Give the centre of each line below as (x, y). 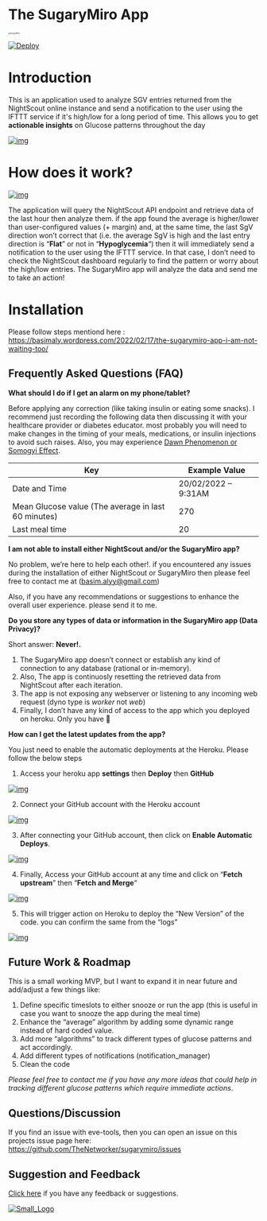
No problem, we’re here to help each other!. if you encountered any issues (130, 564)
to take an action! (37, 277)
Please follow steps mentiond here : (67, 331)
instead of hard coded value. (67, 1030)
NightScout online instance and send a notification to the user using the (126, 108)
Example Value (217, 470)
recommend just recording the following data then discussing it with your (128, 417)
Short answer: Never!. (45, 644)
